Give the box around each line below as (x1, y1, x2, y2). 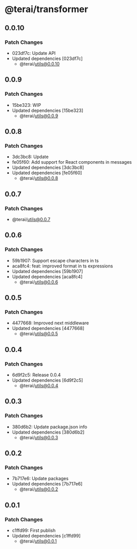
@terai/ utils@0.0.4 (19, 383, 58, 388)
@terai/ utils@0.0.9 (19, 112, 58, 119)
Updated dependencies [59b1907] (12, 268, 84, 274)
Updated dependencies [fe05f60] (12, 170, 82, 176)
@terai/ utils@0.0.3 (19, 434, 58, 440)
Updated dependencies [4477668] (12, 325, 85, 331)
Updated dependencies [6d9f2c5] (12, 377, 84, 383)
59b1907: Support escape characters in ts (12, 257, 99, 263)
